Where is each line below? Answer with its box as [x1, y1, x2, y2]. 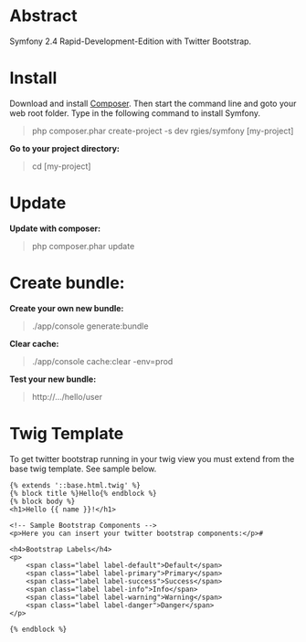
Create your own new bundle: [9, 302, 124, 313]
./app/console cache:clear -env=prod [31, 355, 174, 366]
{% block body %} [9, 497, 76, 506]
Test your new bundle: [9, 374, 97, 384]
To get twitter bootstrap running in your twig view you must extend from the [9, 453, 295, 464]
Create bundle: [9, 273, 125, 293]
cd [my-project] [31, 161, 91, 172]
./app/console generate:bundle [31, 321, 149, 332]
